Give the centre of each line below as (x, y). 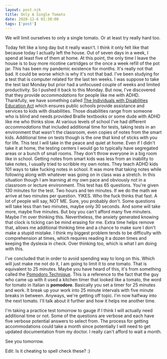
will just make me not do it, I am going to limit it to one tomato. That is (76, 264)
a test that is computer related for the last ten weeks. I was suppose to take (82, 79)
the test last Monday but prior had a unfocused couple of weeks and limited (83, 85)
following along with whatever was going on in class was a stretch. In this (80, 175)
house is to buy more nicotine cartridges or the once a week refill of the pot (83, 63)
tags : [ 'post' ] (21, 24)
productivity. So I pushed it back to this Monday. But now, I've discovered (80, 90)
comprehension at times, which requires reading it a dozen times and (76, 238)
